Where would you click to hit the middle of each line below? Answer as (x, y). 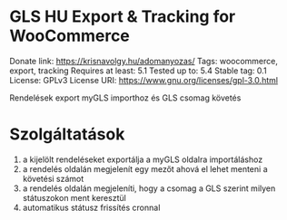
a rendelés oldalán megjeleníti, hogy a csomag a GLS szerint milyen (149, 188)
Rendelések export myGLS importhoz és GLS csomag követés (125, 98)
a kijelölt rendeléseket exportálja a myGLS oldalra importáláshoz (143, 159)
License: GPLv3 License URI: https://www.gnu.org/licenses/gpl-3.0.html (144, 80)
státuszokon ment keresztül (74, 197)
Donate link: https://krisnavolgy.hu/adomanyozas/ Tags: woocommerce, (144, 61)
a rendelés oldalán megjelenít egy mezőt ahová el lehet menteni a (145, 168)
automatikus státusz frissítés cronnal (91, 207)
